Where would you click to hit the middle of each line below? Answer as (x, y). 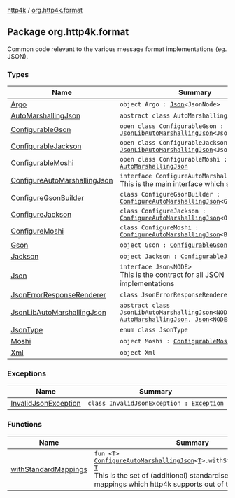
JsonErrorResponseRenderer (58, 295)
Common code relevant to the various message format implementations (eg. (117, 49)
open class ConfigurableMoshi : (173, 159)
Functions (24, 425)
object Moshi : (145, 341)
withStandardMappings (49, 469)
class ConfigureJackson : (163, 211)
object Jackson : (149, 257)
